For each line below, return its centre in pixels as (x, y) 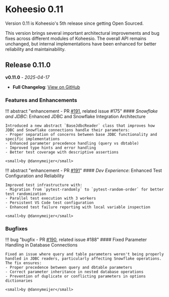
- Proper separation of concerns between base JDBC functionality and (81, 135)
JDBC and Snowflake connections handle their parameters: (68, 130)
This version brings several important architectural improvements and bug (82, 33)
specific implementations (32, 139)
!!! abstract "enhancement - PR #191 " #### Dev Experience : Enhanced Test (84, 171)
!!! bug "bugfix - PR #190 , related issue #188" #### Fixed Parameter (76, 240)
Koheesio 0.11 (34, 9)
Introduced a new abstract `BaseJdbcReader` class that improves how (80, 126)
